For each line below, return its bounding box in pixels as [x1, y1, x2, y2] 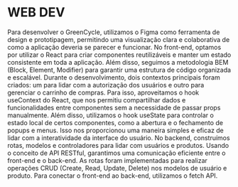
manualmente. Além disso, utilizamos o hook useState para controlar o [7, 111, 215, 119]
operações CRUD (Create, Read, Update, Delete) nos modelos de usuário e [7, 164, 227, 172]
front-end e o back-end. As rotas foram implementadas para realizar [7, 156, 208, 164]
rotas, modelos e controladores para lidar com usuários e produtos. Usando [7, 141, 229, 149]
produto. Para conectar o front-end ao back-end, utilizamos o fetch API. [7, 171, 218, 180]
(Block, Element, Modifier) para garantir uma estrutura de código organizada [7, 65, 232, 74]
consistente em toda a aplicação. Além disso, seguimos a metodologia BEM [7, 58, 229, 66]
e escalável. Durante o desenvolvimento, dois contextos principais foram [7, 73, 220, 82]
